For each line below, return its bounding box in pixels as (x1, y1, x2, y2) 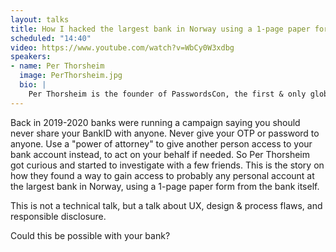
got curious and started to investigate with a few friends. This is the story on (10, 159, 325, 171)
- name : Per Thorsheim (10, 61, 105, 71)
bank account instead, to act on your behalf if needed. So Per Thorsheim (10, 148, 310, 160)
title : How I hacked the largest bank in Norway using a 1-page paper (10, 24, 311, 34)
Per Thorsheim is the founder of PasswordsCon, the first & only (28, 89, 307, 99)
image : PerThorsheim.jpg (19, 71, 123, 81)
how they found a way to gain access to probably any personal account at (10, 169, 315, 181)
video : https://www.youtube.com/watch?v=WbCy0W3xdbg (10, 42, 235, 53)
